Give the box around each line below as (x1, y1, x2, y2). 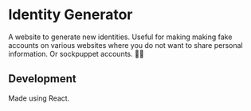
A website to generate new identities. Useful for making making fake (8, 32, 233, 42)
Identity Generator (8, 6, 133, 24)
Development (8, 72, 77, 85)
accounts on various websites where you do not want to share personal (8, 40, 243, 50)
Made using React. (8, 93, 70, 103)
